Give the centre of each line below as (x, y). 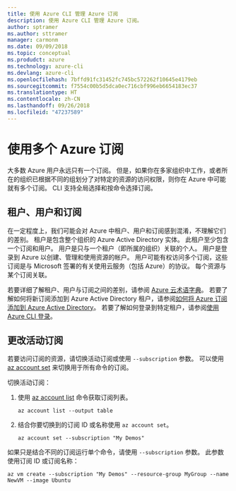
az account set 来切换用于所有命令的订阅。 (70, 368)
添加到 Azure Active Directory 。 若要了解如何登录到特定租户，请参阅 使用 (113, 307)
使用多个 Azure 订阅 (66, 149)
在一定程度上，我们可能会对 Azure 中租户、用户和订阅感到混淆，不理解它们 (117, 231)
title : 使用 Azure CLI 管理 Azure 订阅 (63, 14)
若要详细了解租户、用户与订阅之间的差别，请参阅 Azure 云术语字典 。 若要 (114, 289)
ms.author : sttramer (38, 34)
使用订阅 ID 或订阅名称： (43, 461)
